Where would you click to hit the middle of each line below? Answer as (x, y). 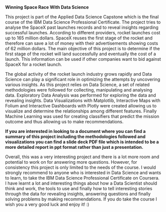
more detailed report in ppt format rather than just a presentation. (74, 147)
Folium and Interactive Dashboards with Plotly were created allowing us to (81, 106)
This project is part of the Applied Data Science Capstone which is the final (82, 17)
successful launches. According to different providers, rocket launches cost (83, 33)
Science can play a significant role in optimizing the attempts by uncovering (83, 79)
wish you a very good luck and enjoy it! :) (47, 204)
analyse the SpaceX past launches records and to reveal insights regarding (82, 27)
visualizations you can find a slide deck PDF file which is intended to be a (82, 142)
